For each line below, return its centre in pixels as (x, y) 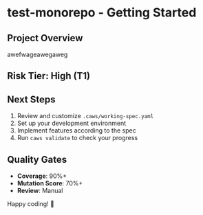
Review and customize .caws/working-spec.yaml (85, 116)
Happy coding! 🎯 (31, 204)
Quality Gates (37, 159)
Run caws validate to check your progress (77, 138)
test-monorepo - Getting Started (102, 13)
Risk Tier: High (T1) (49, 76)
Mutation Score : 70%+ (50, 183)
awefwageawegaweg (38, 54)
